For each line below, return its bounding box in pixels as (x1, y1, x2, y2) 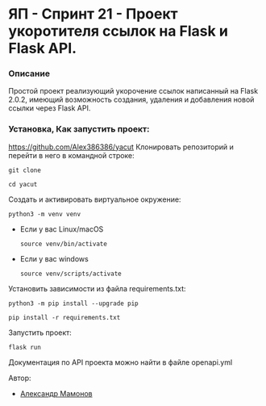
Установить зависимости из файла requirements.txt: (8, 283, 186, 293)
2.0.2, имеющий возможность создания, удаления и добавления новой (8, 94, 255, 105)
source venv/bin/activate (19, 240, 107, 248)
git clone (8, 166, 42, 174)
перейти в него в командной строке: (8, 150, 135, 160)
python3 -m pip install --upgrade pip (8, 299, 139, 308)
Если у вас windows (19, 253, 89, 263)
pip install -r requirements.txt (8, 313, 121, 321)
